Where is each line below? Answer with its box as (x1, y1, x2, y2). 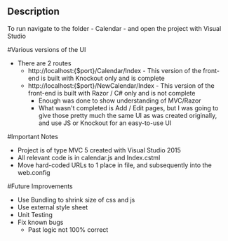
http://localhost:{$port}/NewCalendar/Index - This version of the (27, 81, 215, 90)
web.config (17, 168, 51, 176)
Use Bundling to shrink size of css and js (17, 195, 135, 204)
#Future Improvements (7, 182, 73, 190)
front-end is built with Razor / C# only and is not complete (27, 89, 196, 97)
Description (7, 6, 60, 18)
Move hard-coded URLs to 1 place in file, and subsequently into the (17, 161, 212, 169)
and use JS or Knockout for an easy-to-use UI (38, 119, 172, 127)
